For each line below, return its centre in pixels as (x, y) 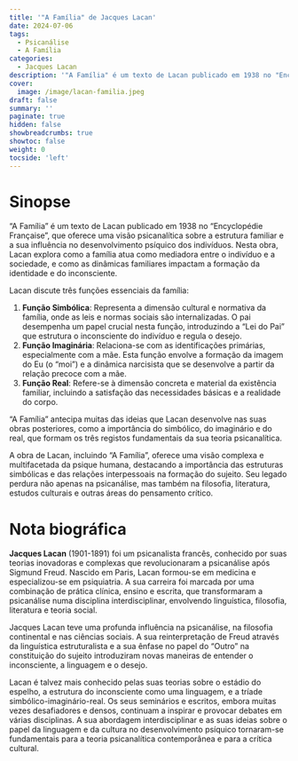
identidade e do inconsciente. (63, 273)
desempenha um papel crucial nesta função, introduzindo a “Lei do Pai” (153, 327)
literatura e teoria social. (53, 610)
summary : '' (31, 108)
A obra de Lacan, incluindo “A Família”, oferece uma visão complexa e (137, 456)
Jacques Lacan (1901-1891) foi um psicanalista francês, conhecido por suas (148, 554)
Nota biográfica (68, 529)
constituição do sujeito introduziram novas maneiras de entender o (131, 656)
